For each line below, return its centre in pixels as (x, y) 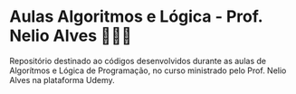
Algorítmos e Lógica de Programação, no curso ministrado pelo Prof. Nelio (148, 70)
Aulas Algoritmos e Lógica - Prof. (136, 17)
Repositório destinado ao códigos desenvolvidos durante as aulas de (138, 61)
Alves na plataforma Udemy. (62, 80)
